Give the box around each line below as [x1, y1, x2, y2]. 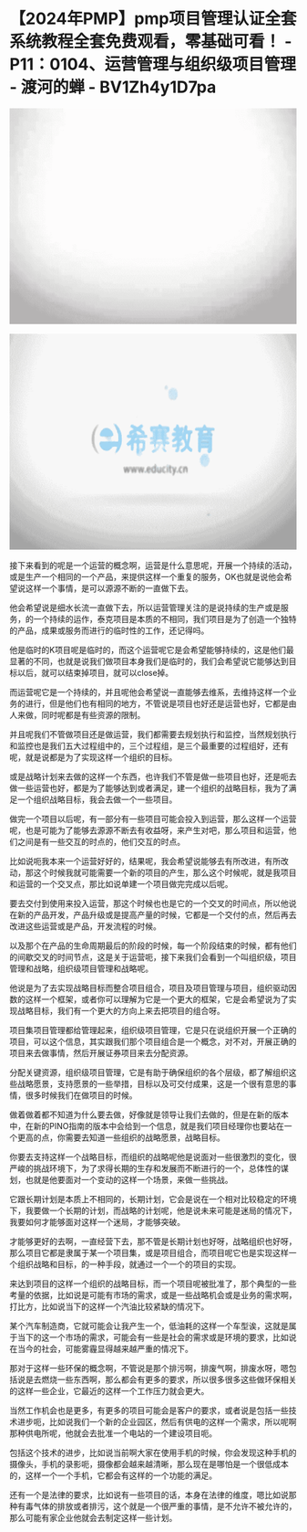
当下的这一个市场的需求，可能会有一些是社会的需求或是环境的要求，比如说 [16, 1331, 297, 1343]
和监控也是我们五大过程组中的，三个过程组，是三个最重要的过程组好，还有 [9, 740, 289, 751]
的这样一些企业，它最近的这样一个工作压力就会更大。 [9, 1385, 210, 1396]
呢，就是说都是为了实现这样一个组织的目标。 [9, 751, 178, 763]
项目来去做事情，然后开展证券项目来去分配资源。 [9, 1047, 193, 1058]
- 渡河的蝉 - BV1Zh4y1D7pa [9, 77, 217, 98]
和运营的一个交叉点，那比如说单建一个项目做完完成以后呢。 [9, 878, 233, 889]
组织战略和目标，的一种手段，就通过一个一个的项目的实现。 [16, 1258, 241, 1270]
